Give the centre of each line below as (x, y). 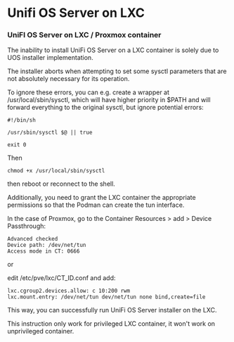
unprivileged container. (41, 331)
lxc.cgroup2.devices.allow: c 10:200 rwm (69, 291)
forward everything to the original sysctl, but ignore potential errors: (105, 108)
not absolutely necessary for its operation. (69, 79)
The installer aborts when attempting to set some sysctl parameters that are (117, 71)
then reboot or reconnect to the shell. (61, 184)
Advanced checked (33, 239)
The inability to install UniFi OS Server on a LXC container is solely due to (113, 50)
